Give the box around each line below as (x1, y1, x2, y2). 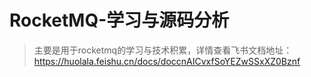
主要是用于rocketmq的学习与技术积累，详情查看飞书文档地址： (33, 44, 293, 56)
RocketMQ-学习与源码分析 (9, 9, 230, 32)
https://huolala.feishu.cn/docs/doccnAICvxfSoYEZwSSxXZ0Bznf (33, 55, 301, 67)
